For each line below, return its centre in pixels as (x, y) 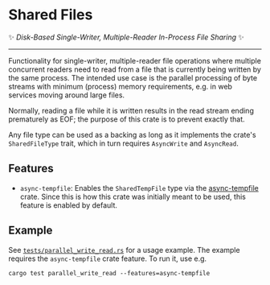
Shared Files (51, 15)
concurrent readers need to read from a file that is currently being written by (135, 69)
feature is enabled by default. (69, 205)
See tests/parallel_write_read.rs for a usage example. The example (124, 250)
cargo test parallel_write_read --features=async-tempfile (109, 273)
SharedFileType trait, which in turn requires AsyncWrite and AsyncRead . (123, 143)
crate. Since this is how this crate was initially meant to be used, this (133, 196)
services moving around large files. (67, 95)
